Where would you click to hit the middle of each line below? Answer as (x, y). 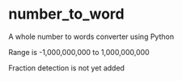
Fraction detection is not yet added (67, 68)
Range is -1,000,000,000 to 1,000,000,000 (79, 52)
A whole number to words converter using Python (91, 36)
